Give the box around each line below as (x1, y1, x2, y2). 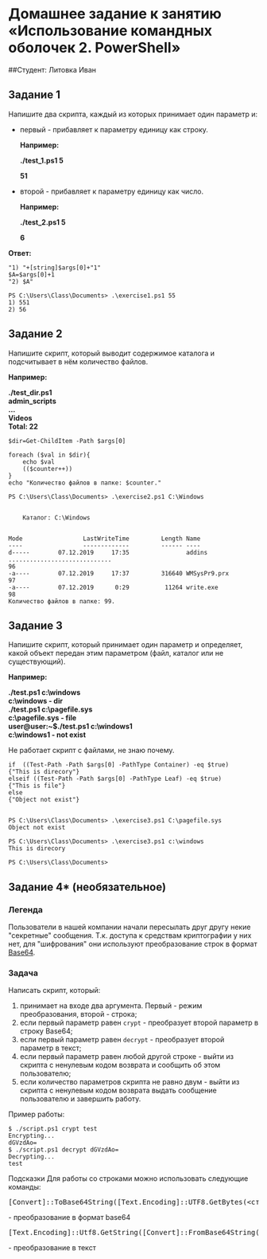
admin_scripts (8, 396, 57, 406)
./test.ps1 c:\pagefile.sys (8, 704, 93, 714)
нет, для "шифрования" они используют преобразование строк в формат (8, 939, 257, 949)
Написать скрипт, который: (8, 986, 101, 995)
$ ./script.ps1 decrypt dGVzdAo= (8, 1146, 119, 1154)
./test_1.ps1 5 (19, 155, 64, 165)
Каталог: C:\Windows (22, 513, 91, 522)
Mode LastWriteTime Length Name (8, 535, 201, 543)
